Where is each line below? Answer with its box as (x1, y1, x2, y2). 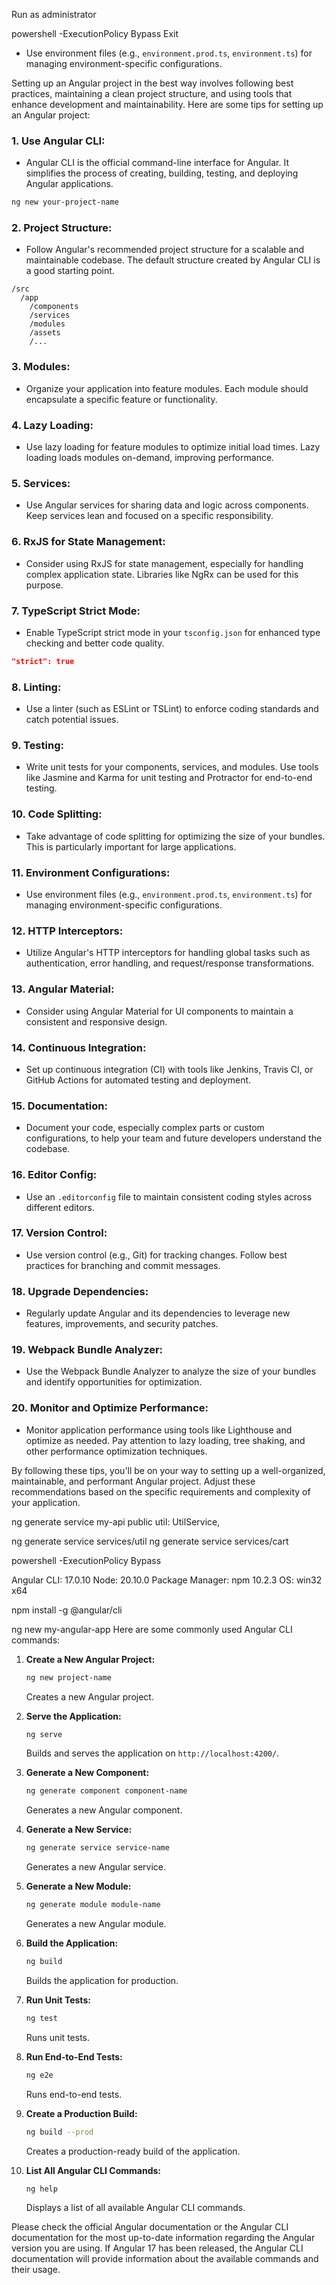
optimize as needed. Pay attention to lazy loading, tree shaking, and (25, 1434, 306, 1446)
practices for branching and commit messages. (25, 1259, 221, 1271)
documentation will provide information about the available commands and (11, 2253, 319, 2265)
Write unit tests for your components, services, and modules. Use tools (25, 761, 319, 773)
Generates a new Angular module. (25, 1918, 167, 1930)
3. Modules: (11, 360, 71, 374)
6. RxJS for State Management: (11, 535, 166, 549)
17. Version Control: (11, 1226, 108, 1240)
